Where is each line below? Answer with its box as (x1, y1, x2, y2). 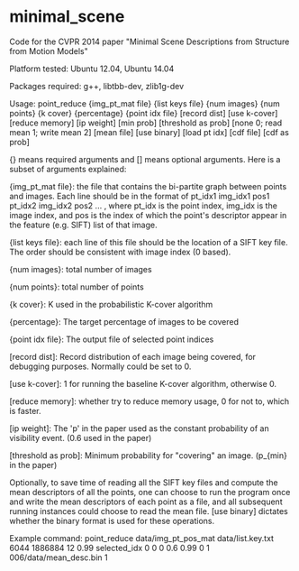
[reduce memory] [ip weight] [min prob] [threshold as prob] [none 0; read (9, 117, 283, 128)
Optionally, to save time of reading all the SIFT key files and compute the (9, 476, 278, 488)
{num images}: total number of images (9, 263, 152, 274)
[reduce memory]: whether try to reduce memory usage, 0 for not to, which (9, 395, 290, 407)
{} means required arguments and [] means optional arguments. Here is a (9, 153, 281, 164)
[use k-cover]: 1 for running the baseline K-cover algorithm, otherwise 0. (9, 378, 277, 389)
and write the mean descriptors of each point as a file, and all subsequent (9, 496, 283, 507)
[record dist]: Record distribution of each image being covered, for (9, 351, 257, 362)
